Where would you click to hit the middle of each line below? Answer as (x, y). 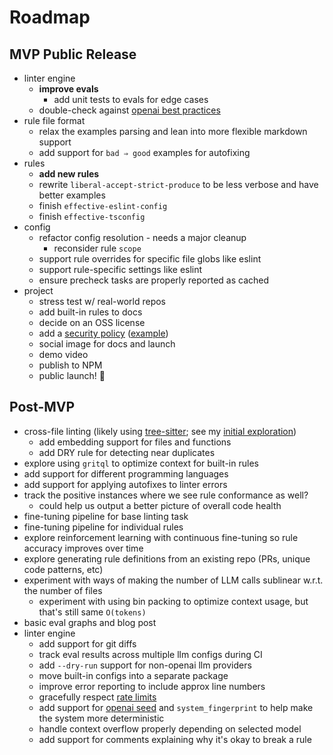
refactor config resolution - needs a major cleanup (142, 237)
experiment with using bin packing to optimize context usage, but (173, 601)
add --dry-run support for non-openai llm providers (145, 665)
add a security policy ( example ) (103, 333)
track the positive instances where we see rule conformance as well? (166, 495)
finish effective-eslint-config (103, 205)
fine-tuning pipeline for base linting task (106, 516)
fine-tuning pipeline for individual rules (103, 527)
